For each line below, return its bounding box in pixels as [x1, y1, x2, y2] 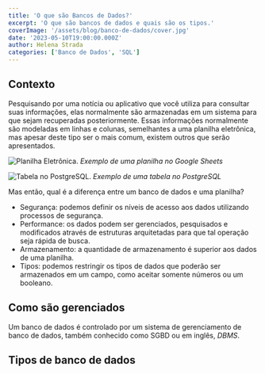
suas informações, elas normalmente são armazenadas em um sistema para [8, 107, 257, 116]
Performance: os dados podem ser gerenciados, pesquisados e [19, 219, 229, 228]
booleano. [19, 278, 53, 288]
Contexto [8, 78, 56, 91]
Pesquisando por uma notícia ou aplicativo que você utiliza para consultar [8, 98, 250, 108]
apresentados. [8, 140, 56, 151]
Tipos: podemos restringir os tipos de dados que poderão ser [19, 261, 221, 270]
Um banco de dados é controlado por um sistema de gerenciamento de [8, 322, 242, 331]
